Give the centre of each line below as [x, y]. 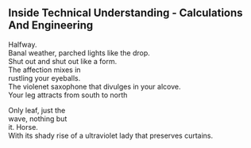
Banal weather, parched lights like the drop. [79, 53]
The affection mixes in [44, 70]
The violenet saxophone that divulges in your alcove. [95, 86]
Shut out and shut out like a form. [63, 61]
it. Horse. [23, 127]
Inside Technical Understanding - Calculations [126, 13]
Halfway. [23, 44]
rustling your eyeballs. [44, 78]
